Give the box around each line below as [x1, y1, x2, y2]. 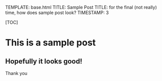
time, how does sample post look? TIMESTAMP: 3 [5, 10, 109, 16]
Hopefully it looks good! [5, 57, 83, 65]
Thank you [5, 70, 28, 76]
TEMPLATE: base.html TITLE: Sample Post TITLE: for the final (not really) [5, 5, 157, 10]
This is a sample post [5, 37, 96, 48]
